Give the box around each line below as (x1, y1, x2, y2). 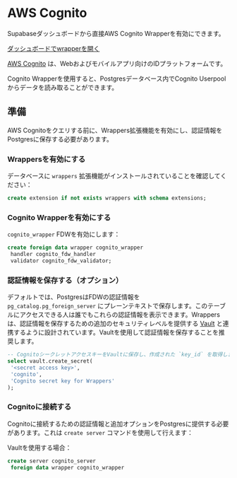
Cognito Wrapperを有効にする (7, 212, 111, 222)
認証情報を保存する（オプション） (7, 275, 123, 285)
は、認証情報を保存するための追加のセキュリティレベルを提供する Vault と (7, 320, 224, 328)
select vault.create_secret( (7, 358, 93, 365)
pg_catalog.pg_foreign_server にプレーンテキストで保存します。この (7, 302, 208, 310)
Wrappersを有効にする (7, 154, 86, 164)
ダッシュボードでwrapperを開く (7, 44, 100, 52)
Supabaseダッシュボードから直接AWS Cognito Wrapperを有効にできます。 (7, 29, 225, 37)
